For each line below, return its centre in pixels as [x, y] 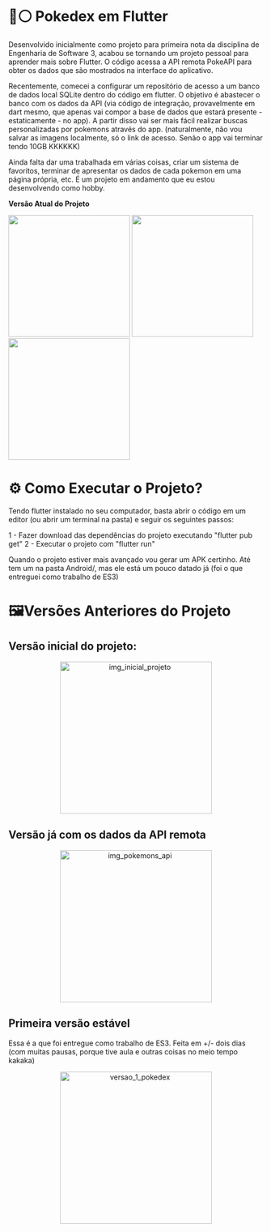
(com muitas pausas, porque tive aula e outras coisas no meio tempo [123, 1051]
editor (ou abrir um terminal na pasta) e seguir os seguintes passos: [121, 519]
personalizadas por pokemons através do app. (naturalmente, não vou [125, 129]
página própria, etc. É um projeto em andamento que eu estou [112, 179]
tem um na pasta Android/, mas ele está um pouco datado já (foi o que [126, 568]
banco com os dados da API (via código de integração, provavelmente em [132, 103]
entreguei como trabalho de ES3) [64, 577]
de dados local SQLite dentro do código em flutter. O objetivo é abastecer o [134, 94]
